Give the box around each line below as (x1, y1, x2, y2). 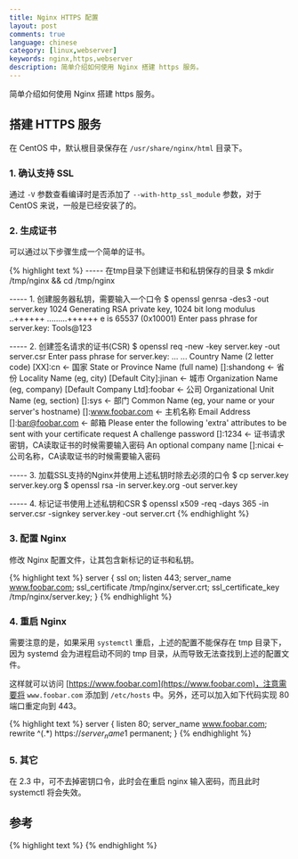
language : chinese (9, 37, 77, 47)
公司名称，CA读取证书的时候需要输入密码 (9, 451, 161, 462)
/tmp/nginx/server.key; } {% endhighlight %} (9, 591, 173, 602)
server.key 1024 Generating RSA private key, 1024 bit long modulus (9, 304, 256, 315)
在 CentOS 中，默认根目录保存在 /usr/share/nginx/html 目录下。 (9, 142, 247, 153)
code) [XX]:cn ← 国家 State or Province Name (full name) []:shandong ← (9, 362, 275, 373)
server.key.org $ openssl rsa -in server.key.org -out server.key (9, 480, 238, 491)
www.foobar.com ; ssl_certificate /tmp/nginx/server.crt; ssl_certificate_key (9, 582, 280, 592)
